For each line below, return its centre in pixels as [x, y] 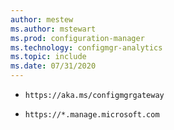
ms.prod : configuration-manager [77, 38]
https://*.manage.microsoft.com [92, 115]
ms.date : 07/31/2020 [53, 66]
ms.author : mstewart [53, 29]
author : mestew [42, 19]
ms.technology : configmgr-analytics [86, 47]
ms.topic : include [48, 57]
